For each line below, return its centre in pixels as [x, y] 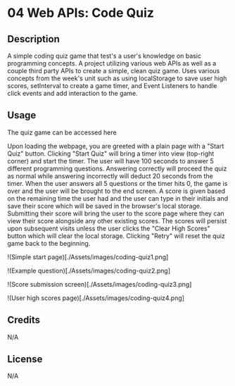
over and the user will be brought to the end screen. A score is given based [116, 191]
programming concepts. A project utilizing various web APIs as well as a [112, 63]
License [25, 360]
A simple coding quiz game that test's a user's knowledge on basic [104, 56]
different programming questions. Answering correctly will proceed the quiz [117, 168]
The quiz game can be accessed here [62, 132]
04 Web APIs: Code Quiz [81, 13]
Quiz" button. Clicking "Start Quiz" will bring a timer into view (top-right [111, 154]
